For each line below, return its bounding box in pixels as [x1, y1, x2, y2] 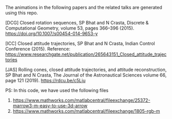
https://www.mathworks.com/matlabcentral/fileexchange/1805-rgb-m [12, 108, 160, 114]
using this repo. [5, 10, 38, 16]
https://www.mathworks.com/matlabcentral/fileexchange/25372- [12, 97, 150, 103]
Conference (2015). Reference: [5, 46, 71, 52]
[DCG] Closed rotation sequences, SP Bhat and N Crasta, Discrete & [5, 20, 149, 26]
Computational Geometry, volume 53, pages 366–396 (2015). [5, 25, 135, 31]
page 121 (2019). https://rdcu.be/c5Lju [5, 78, 86, 83]
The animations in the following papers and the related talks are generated [5, 5, 162, 10]
